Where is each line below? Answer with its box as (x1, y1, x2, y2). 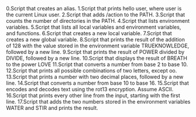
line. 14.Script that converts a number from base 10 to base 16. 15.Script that (6, 80, 189, 87)
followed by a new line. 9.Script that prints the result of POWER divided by (6, 49, 185, 55)
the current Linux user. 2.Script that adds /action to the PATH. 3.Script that (6, 11, 185, 18)
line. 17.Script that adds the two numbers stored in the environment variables (6, 98, 191, 105)
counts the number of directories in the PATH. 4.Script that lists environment (6, 18, 190, 24)
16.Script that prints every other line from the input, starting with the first (6, 92, 180, 99)
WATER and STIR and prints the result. (6, 105, 98, 111)
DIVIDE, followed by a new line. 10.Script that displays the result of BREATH (6, 55, 187, 61)
